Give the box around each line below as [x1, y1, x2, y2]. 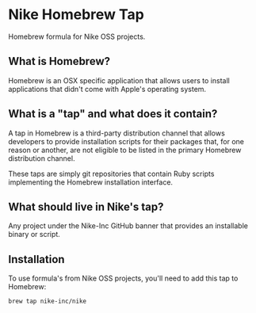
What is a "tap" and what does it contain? [8, 107, 218, 120]
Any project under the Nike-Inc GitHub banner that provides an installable [8, 221, 248, 231]
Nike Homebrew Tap [8, 6, 144, 24]
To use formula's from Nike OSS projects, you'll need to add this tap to [8, 273, 239, 283]
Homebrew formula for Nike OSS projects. [8, 32, 146, 41]
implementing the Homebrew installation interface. [8, 177, 173, 187]
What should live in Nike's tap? [8, 200, 164, 213]
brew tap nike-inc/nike [8, 297, 87, 306]
